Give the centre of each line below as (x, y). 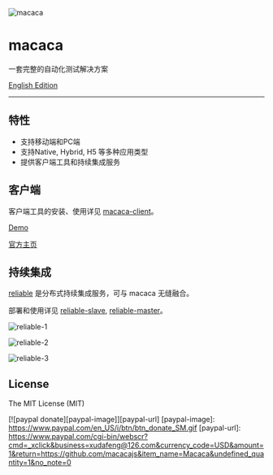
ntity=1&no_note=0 (40, 463)
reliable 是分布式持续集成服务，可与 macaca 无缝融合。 (101, 294)
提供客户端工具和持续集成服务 (70, 162)
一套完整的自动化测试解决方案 (58, 68)
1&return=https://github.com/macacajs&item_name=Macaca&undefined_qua (136, 454)
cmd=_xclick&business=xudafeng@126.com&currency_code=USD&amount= (136, 445)
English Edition (33, 85)
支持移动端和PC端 (50, 142)
